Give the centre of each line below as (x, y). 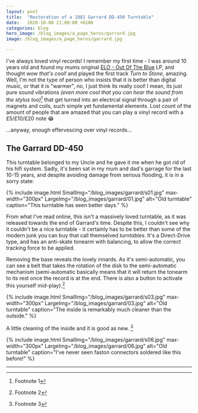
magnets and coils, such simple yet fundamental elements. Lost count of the (99, 106)
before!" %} (21, 358)
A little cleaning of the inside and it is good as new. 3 (70, 328)
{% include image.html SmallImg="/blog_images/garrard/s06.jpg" (86, 339)
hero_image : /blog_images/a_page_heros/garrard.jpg (71, 34)
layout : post (22, 12)
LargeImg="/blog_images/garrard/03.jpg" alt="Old (106, 303)
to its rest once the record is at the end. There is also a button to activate (94, 278)
